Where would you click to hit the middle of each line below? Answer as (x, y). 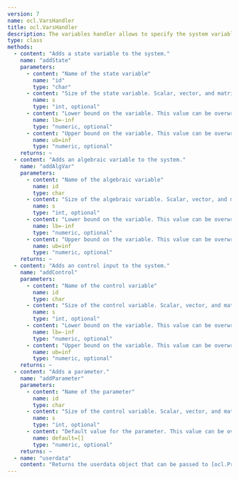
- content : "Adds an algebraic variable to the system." (100, 160)
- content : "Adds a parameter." (62, 372)
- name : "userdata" (43, 458)
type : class (25, 41)
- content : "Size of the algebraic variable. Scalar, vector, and (127, 200)
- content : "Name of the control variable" (92, 286)
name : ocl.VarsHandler (41, 21)
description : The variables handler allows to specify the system (108, 34)
